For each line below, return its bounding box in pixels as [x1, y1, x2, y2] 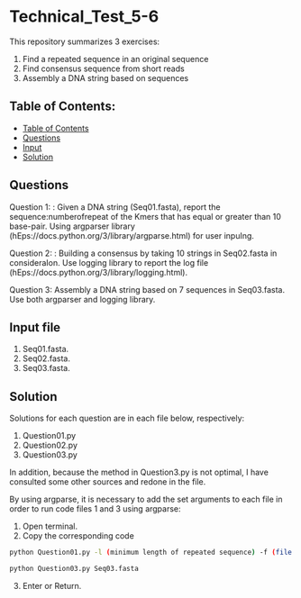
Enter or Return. [22, 580, 82, 591]
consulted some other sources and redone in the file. [9, 476, 206, 487]
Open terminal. [22, 521, 78, 532]
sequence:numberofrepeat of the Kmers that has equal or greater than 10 [9, 211, 282, 222]
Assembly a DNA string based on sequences [22, 72, 189, 83]
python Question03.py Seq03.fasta [9, 565, 140, 574]
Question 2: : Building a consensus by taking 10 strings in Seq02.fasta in [9, 248, 278, 258]
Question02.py [22, 439, 78, 451]
